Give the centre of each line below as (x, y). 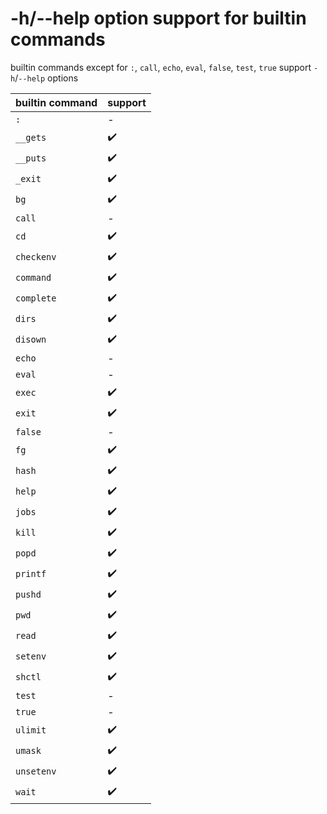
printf (31, 574)
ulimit (31, 730)
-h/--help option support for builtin (158, 18)
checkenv (36, 257)
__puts (31, 158)
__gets (31, 138)
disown (31, 340)
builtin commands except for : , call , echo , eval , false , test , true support (161, 67)
